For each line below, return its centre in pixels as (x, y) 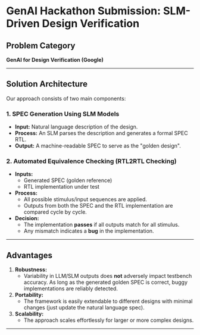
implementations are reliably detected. (71, 289)
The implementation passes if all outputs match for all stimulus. (101, 225)
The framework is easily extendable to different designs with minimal (108, 301)
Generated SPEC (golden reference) (68, 180)
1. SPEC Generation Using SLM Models (63, 114)
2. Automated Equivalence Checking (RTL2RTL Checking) (91, 161)
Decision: (27, 218)
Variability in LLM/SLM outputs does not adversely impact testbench (108, 276)
